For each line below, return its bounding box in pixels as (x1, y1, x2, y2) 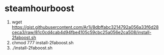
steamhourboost (4, 3, 75, 14)
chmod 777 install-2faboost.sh (11, 39, 74, 45)
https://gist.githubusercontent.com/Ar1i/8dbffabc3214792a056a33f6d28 (11, 24, 159, 30)
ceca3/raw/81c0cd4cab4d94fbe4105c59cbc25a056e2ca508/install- (11, 29, 152, 35)
